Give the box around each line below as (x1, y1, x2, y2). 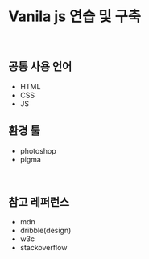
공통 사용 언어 (8, 60, 72, 73)
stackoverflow (19, 243, 68, 253)
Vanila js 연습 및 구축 (8, 7, 141, 26)
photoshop (19, 146, 56, 155)
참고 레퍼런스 (8, 195, 70, 209)
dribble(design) (19, 226, 72, 236)
